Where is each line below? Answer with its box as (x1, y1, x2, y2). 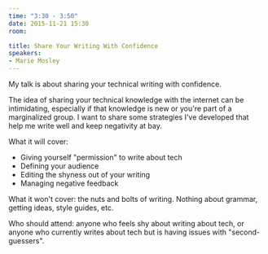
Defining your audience (20, 161, 99, 171)
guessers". (8, 236, 45, 245)
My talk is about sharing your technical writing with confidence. (8, 79, 222, 89)
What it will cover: (8, 137, 69, 147)
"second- (227, 227, 261, 237)
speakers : (8, 50, 42, 58)
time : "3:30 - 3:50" (8, 11, 79, 20)
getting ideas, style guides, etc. (8, 203, 114, 212)
